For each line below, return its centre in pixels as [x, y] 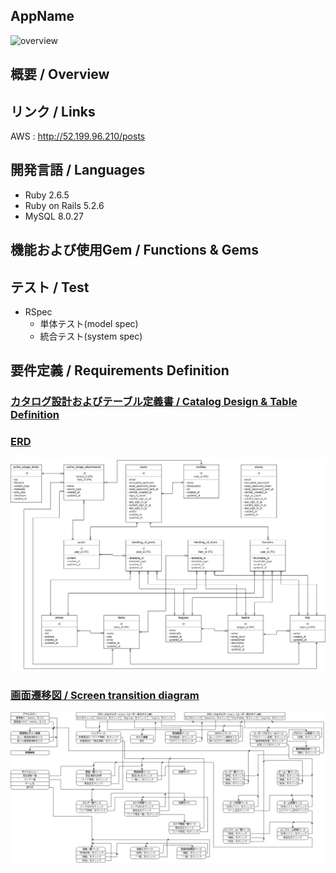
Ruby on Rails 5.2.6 [64, 205]
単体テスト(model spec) [89, 324]
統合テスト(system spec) [91, 336]
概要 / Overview [60, 74]
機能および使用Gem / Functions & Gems [134, 250]
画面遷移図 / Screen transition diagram [105, 695]
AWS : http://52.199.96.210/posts [78, 136]
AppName [42, 16]
